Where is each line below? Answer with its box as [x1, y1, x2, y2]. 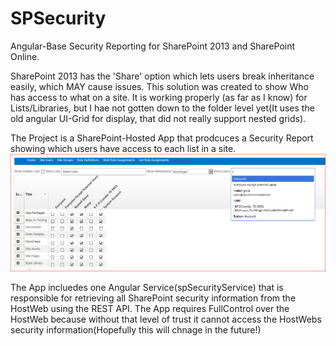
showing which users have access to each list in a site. [10, 142, 237, 154]
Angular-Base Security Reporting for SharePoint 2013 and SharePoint [10, 40, 296, 52]
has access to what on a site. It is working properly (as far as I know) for [10, 91, 308, 103]
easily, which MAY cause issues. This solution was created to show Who [10, 80, 309, 92]
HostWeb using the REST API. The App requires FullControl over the [10, 303, 290, 315]
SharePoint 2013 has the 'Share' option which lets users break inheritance [10, 70, 315, 82]
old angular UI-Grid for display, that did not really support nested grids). [10, 112, 307, 124]
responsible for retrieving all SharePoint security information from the [10, 292, 297, 304]
